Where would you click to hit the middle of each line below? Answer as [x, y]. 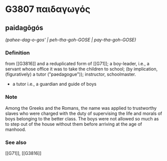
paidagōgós [24, 28]
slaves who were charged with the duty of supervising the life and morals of [84, 113]
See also [16, 142]
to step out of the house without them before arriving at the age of [74, 124]
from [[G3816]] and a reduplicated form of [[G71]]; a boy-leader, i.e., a [77, 64]
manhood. [16, 129]
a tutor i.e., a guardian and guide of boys [54, 84]
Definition [18, 53]
